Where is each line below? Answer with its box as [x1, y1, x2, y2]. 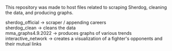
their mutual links [5, 41, 42, 47]
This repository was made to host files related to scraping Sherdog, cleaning [5, 5, 167, 10]
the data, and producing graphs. [5, 10, 73, 16]
